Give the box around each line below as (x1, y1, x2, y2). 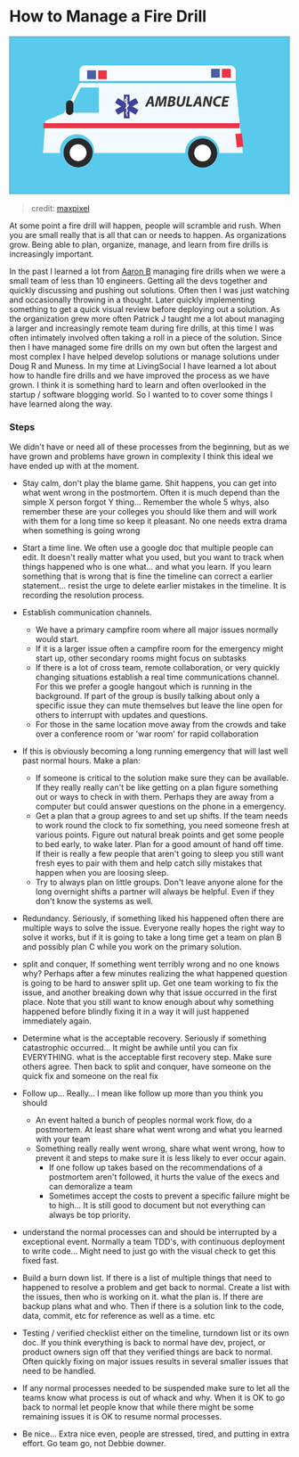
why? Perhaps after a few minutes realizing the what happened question (21, 967, 287, 978)
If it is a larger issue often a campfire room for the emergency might (35, 643, 284, 654)
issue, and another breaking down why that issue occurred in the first (21, 987, 278, 998)
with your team (35, 1133, 91, 1144)
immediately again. (21, 1015, 92, 1026)
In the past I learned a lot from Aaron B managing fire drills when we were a (9, 266, 287, 277)
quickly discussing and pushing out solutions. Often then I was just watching (9, 285, 290, 296)
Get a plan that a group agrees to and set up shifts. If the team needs (35, 810, 288, 821)
